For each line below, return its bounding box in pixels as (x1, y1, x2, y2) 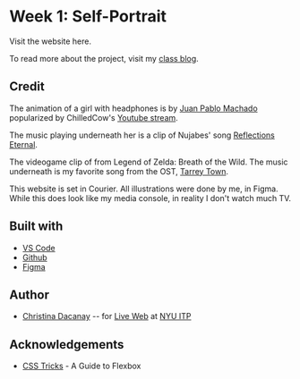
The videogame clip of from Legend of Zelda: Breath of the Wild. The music (9, 156, 288, 167)
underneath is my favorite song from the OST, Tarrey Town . (9, 165, 229, 176)
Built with (9, 219, 64, 234)
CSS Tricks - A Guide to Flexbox (21, 360, 141, 372)
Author (9, 287, 49, 302)
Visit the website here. (9, 36, 92, 46)
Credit (9, 79, 45, 95)
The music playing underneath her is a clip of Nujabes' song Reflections (9, 130, 275, 140)
